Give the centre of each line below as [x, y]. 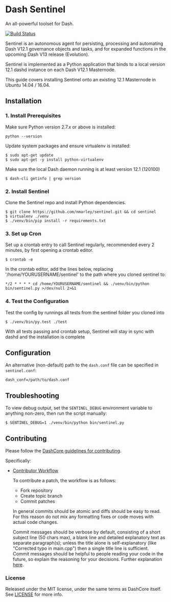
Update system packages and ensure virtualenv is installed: [68, 146]
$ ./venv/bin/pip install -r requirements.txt [56, 221]
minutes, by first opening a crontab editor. [49, 250]
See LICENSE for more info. [34, 594]
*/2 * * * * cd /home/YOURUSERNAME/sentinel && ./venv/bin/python [77, 284]
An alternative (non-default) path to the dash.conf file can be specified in [82, 365]
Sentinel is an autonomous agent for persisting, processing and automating [84, 43]
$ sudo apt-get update [29, 155]
